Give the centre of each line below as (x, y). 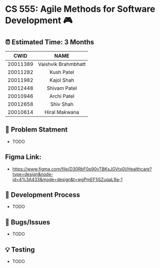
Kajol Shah (62, 80)
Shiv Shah (62, 104)
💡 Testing (20, 250)
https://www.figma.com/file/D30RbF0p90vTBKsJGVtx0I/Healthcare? (82, 169)
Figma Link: (23, 157)
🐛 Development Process (43, 195)
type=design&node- (32, 174)
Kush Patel (62, 72)
